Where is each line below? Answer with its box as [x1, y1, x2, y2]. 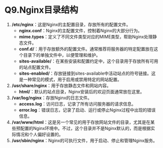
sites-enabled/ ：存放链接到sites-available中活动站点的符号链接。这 [19, 70, 156, 76]
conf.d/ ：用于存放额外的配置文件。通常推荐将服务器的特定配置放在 [19, 46, 154, 52]
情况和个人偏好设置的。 [16, 131, 63, 137]
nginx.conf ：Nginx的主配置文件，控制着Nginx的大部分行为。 [19, 27, 143, 33]
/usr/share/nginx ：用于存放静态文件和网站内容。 [11, 83, 111, 88]
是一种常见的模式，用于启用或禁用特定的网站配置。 [19, 76, 122, 82]
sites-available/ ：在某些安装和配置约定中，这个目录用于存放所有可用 [19, 58, 159, 64]
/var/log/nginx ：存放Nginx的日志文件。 [11, 95, 92, 101]
